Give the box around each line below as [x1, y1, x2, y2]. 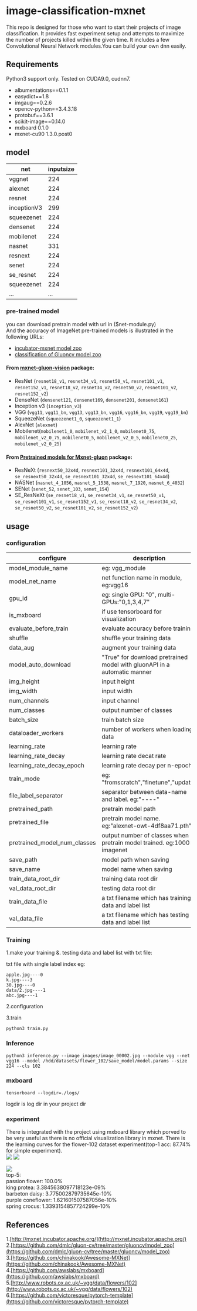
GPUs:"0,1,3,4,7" [101, 598, 150, 606]
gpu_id [9, 594, 28, 602]
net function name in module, [101, 573, 182, 581]
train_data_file [9, 897, 48, 905]
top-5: [6, 1171, 22, 1178]
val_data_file [9, 914, 43, 922]
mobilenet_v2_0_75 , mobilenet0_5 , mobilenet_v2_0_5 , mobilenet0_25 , [14, 434, 178, 441]
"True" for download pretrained [101, 653, 188, 661]
